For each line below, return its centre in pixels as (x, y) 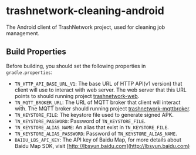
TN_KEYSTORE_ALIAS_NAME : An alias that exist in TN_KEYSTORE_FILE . (92, 127)
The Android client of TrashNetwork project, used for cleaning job (86, 27)
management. (23, 33)
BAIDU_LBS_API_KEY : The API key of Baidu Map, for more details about (98, 140)
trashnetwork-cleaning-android (85, 11)
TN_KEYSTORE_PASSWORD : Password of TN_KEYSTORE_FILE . (80, 121)
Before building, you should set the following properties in (76, 66)
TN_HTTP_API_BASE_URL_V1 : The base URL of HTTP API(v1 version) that (98, 83)
